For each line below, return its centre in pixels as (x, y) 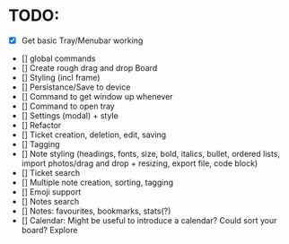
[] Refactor (41, 125)
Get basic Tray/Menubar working (82, 40)
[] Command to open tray (68, 106)
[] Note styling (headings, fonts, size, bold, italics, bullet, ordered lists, (150, 154)
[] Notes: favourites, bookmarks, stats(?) (96, 211)
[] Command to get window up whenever (97, 96)
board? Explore (49, 230)
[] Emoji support (51, 192)
